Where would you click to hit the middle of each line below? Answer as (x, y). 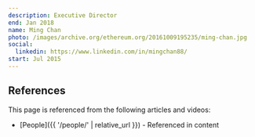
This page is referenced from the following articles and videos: (109, 110)
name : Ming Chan (35, 30)
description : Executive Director (63, 15)
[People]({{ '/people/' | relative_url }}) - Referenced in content (119, 124)
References (37, 91)
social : (21, 45)
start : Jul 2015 (35, 59)
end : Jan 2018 (31, 23)
